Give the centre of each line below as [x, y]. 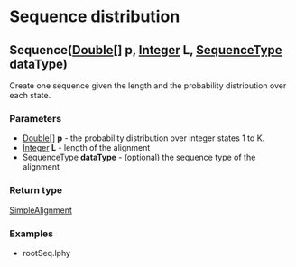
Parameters [35, 118]
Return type [36, 190]
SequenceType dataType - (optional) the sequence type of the [139, 157]
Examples [32, 234]
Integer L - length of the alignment [86, 148]
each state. [30, 95]
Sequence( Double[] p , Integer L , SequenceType [146, 50]
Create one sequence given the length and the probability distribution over [148, 86]
